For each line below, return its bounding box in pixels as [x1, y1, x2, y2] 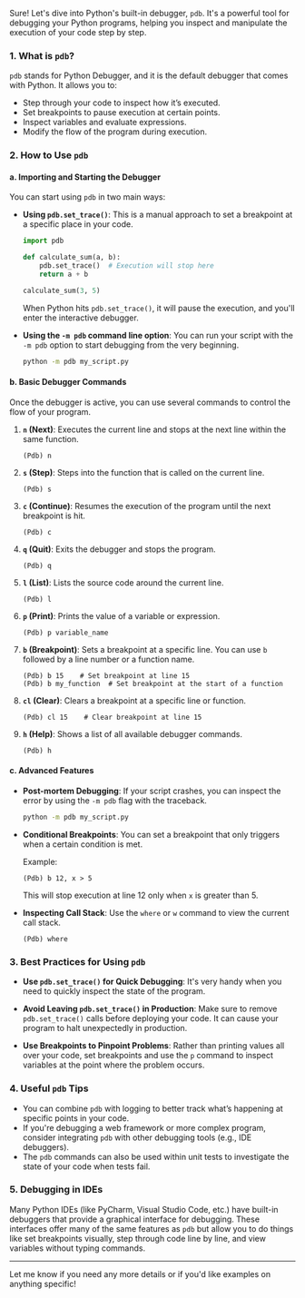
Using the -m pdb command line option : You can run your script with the [22, 329, 293, 340]
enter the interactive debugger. [22, 312, 139, 323]
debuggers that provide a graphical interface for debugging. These [9, 1214, 261, 1224]
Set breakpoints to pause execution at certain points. [22, 107, 221, 118]
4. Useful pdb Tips [9, 1082, 89, 1095]
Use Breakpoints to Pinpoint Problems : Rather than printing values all [22, 1040, 285, 1051]
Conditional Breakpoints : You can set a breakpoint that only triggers [22, 829, 280, 840]
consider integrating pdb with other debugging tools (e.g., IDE [22, 1132, 252, 1143]
